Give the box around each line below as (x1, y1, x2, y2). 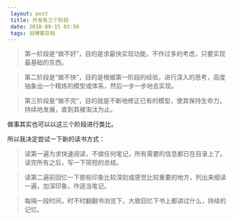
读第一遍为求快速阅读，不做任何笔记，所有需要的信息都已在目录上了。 (24, 150, 227, 158)
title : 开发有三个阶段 (10, 17, 69, 24)
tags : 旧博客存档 (10, 29, 56, 37)
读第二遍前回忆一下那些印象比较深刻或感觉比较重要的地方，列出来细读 (24, 173, 227, 182)
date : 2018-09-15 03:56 (10, 23, 80, 30)
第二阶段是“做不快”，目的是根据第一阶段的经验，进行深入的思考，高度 (24, 73, 226, 81)
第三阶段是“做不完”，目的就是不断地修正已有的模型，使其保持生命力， (24, 97, 226, 105)
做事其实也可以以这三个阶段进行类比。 (7, 120, 117, 129)
